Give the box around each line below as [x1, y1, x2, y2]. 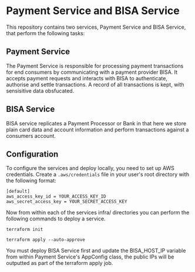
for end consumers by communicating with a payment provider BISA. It [6, 69, 178, 76]
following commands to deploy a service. [6, 215, 106, 222]
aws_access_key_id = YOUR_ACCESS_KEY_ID [6, 193, 107, 200]
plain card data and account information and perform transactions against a [6, 126, 189, 133]
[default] [6, 189, 31, 195]
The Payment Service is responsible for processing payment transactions [6, 62, 184, 69]
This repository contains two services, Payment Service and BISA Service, [6, 23, 186, 30]
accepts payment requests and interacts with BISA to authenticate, [6, 74, 167, 81]
